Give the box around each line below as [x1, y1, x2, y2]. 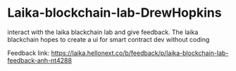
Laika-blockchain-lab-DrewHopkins [7, 5, 222, 21]
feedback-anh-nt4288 [7, 56, 73, 64]
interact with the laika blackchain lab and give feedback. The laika [7, 28, 199, 36]
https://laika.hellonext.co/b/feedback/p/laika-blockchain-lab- [51, 49, 229, 57]
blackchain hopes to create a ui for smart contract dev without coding [7, 35, 210, 43]
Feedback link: [7, 49, 50, 57]
